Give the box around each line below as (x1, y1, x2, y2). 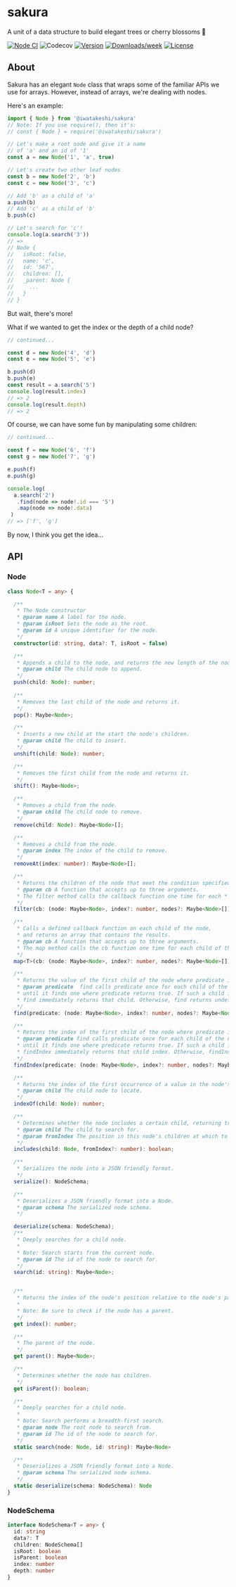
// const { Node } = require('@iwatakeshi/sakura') (7, 128, 162, 135)
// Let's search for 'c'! (7, 224, 83, 232)
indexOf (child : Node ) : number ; (13, 1100, 105, 1108)
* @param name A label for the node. (16, 613, 128, 621)
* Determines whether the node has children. (16, 1372, 152, 1379)
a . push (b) (7, 198, 37, 206)
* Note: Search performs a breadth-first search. (16, 1417, 165, 1425)
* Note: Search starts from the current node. (16, 1249, 156, 1256)
